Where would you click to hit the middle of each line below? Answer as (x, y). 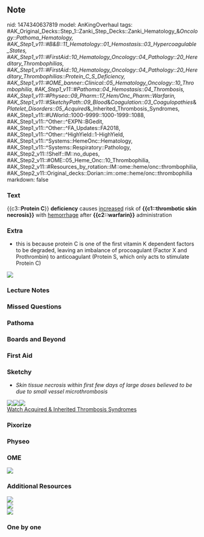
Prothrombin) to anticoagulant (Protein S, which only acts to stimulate (103, 257)
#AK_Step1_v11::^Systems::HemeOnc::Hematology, (70, 141)
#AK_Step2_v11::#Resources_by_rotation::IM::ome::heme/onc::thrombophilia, (102, 166)
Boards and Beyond (36, 340)
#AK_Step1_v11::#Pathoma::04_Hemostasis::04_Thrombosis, (109, 89)
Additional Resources (39, 487)
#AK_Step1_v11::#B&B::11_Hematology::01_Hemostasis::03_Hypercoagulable (102, 44)
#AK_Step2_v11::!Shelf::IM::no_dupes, (53, 154)
